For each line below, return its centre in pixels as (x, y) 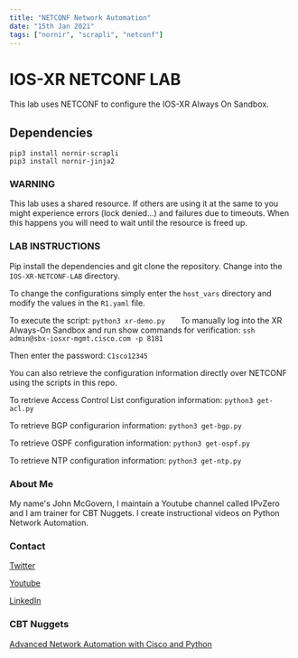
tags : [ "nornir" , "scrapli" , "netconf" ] (87, 34)
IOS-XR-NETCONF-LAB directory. (65, 276)
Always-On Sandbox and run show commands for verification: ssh (132, 330)
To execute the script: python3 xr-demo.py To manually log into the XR (146, 320)
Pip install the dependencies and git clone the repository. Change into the (146, 266)
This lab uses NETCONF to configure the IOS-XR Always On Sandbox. (139, 104)
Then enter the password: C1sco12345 (79, 355)
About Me (32, 484)
